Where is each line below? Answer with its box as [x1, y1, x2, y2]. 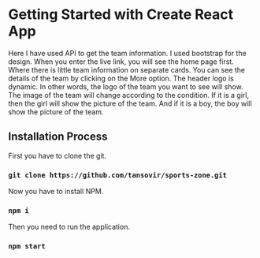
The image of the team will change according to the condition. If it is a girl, [8, 90, 250, 99]
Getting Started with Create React [8, 6, 234, 24]
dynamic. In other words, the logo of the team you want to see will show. [8, 81, 243, 92]
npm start [8, 242, 46, 251]
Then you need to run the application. [8, 222, 130, 232]
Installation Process [8, 130, 108, 144]
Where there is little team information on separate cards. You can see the [8, 65, 246, 74]
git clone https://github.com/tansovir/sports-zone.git [8, 170, 227, 179]
